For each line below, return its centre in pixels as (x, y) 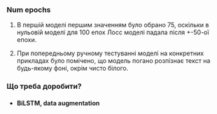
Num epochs (29, 10)
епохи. (27, 40)
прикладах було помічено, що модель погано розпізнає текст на (113, 61)
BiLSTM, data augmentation (58, 103)
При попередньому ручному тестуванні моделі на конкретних (110, 53)
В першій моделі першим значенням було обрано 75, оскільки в (113, 25)
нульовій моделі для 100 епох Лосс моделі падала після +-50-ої (113, 32)
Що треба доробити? (44, 87)
